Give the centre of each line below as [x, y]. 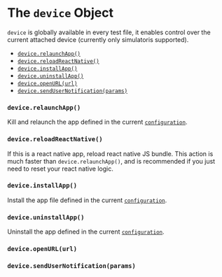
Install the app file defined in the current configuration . [87, 200]
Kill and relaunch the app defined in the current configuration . [97, 122]
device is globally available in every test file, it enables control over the [109, 32]
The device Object [61, 13]
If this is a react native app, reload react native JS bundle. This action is [110, 154]
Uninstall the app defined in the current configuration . [86, 232]
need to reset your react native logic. [60, 169]
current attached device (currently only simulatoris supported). [98, 39]
